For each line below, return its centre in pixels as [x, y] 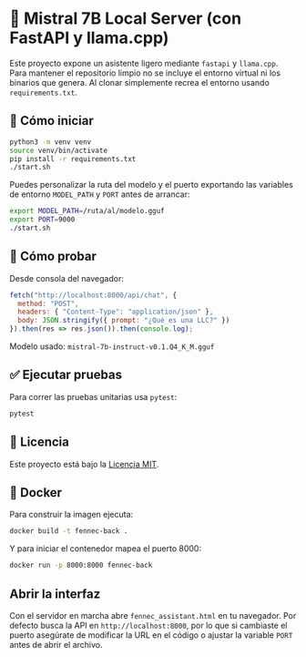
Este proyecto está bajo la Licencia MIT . [84, 464]
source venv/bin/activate [58, 150]
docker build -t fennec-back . [69, 531]
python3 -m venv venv [51, 142]
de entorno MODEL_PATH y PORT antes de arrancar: [100, 194]
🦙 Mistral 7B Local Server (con [126, 19]
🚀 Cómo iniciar [51, 121]
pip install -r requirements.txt [73, 159]
